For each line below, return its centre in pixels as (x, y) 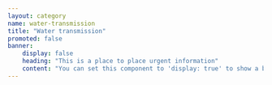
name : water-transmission (51, 23)
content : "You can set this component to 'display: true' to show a (140, 69)
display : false (48, 53)
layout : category (37, 16)
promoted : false (35, 38)
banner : (21, 46)
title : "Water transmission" (57, 31)
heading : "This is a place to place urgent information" (121, 62)
